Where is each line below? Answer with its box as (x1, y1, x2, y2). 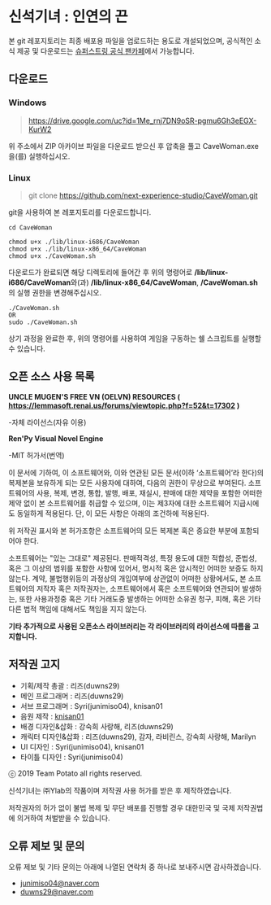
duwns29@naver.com (19, 887, 94, 897)
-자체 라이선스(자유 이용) (8, 417, 87, 427)
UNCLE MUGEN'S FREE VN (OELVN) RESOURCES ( (8, 391, 181, 401)
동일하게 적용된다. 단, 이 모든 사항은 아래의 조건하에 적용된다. (16, 508, 209, 518)
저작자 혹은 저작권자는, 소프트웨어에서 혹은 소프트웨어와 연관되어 (36, 584, 241, 593)
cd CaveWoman (8, 223, 53, 232)
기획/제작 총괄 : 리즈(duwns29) (19, 680, 120, 690)
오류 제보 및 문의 (8, 839, 85, 853)
